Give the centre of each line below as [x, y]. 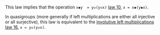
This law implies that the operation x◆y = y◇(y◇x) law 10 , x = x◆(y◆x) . [77, 7]
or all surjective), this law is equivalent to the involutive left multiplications [80, 22]
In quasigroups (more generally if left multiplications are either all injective [80, 17]
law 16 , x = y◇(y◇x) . [25, 27]
